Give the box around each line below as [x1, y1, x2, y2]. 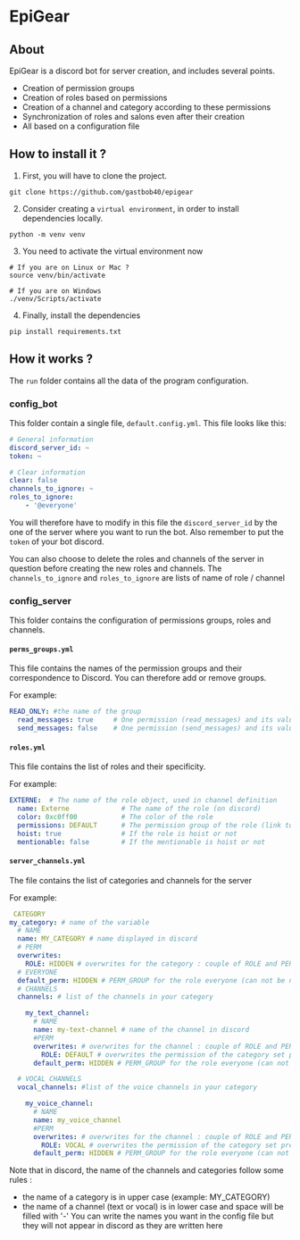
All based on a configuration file [21, 121, 140, 131]
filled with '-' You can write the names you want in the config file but [21, 1211, 274, 1221]
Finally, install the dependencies [21, 310, 141, 321]
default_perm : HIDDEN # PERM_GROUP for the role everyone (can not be [17, 976, 286, 984]
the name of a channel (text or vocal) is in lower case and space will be [21, 1202, 284, 1212]
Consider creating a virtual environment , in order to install [21, 203, 239, 214]
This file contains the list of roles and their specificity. [9, 761, 206, 772]
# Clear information [9, 467, 87, 477]
